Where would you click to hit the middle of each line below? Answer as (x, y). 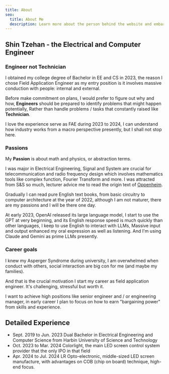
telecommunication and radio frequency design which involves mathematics (84, 174)
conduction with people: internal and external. (53, 88)
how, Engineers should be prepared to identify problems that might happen (83, 103)
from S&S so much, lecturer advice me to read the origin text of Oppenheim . (84, 185)
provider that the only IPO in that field (51, 351)
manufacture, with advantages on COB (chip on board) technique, (81, 362)
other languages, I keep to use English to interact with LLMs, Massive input (83, 226)
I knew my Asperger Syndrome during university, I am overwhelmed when (82, 260)
